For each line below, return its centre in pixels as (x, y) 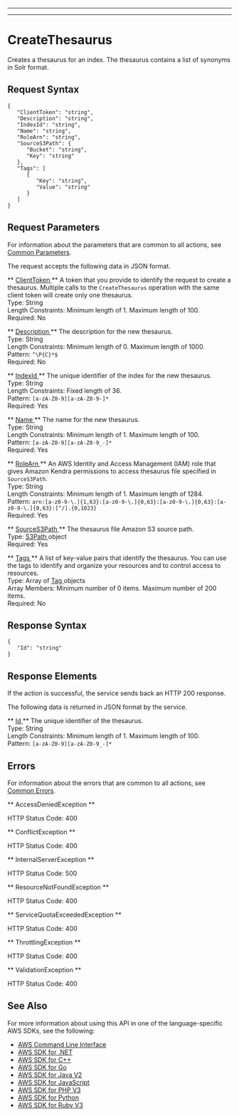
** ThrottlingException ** (44, 942)
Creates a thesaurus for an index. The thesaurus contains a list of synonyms (119, 59)
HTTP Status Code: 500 (42, 873)
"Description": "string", (55, 118)
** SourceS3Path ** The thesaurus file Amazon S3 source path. (101, 529)
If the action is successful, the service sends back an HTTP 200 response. (117, 693)
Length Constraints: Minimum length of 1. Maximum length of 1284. (106, 494)
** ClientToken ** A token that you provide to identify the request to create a (119, 280)
